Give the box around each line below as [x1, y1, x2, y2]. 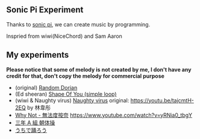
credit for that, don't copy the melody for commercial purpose [6, 72, 164, 79]
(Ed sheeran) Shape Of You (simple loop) [14, 90, 117, 97]
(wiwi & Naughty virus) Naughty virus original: [14, 96, 130, 104]
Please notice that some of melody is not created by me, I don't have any [6, 66, 192, 73]
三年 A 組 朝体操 [14, 119, 55, 126]
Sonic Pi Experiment [6, 5, 84, 15]
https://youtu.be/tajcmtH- [130, 96, 195, 104]
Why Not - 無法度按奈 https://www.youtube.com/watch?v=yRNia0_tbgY [14, 111, 193, 119]
